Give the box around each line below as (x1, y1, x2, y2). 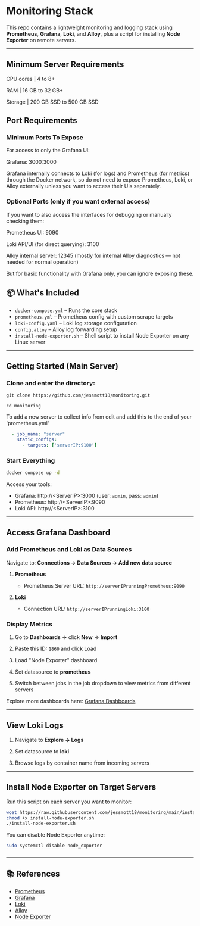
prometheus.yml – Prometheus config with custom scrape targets (14, 313, 173, 320)
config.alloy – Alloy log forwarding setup (14, 326, 117, 333)
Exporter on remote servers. (6, 36, 76, 43)
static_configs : (17, 437, 58, 443)
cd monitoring (6, 403, 42, 409)
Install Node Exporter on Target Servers (6, 782, 157, 793)
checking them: (6, 217, 45, 225)
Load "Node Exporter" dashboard (14, 657, 98, 664)
